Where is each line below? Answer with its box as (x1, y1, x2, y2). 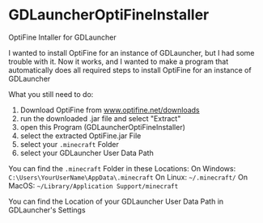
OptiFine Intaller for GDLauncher (8, 32, 117, 42)
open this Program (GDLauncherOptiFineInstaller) (19, 122, 186, 132)
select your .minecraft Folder (19, 139, 119, 149)
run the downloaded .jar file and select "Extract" (19, 113, 181, 123)
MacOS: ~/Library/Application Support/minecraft (8, 180, 179, 191)
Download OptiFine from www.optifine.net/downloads (19, 105, 200, 115)
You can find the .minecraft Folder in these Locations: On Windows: (8, 163, 236, 173)
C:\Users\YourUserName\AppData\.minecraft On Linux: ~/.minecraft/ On (8, 172, 248, 182)
